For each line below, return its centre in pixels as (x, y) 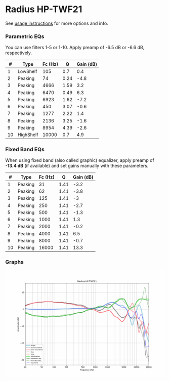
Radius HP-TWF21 (44, 9)
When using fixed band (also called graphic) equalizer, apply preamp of (80, 160)
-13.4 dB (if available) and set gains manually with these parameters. (77, 166)
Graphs (14, 262)
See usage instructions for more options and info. (57, 23)
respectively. (18, 53)
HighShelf (28, 135)
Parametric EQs (25, 36)
